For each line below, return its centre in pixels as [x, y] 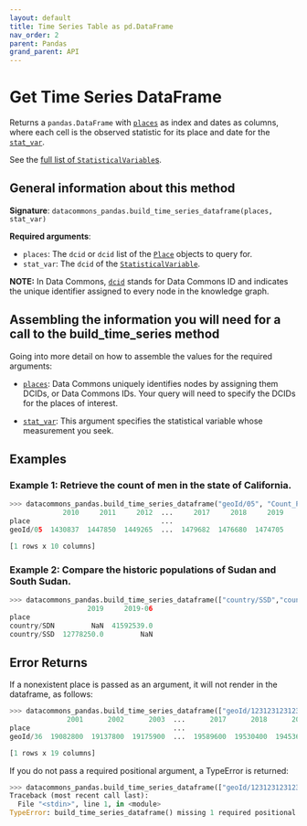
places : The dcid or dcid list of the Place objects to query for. [138, 253]
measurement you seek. [68, 430]
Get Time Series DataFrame [116, 97]
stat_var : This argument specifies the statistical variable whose [143, 421]
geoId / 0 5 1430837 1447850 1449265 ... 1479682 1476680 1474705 [147, 530]
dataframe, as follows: [51, 694]
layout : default [40, 18]
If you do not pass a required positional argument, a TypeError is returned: [149, 770]
